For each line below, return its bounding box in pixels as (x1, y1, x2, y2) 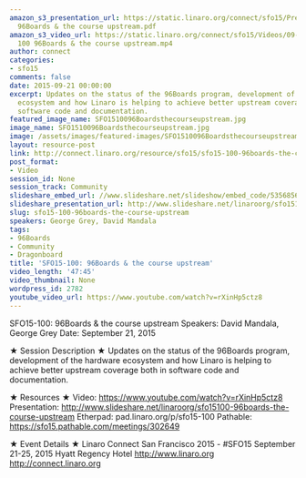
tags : (9, 225, 30, 234)
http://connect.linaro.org (9, 457, 102, 469)
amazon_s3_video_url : (9, 30, 92, 39)
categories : (9, 56, 55, 65)
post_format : (9, 157, 59, 167)
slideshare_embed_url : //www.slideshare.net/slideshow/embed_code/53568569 (9, 191, 303, 200)
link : (9, 148, 30, 158)
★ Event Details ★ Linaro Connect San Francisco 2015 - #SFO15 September (9, 438, 296, 449)
